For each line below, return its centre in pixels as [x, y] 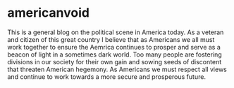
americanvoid [49, 13]
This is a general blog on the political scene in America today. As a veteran [116, 32]
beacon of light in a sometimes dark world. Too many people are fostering [115, 54]
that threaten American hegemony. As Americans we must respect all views [117, 69]
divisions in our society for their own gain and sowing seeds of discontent [115, 61]
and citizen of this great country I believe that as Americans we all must [111, 39]
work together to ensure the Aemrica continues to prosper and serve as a [114, 47]
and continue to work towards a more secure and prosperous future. [107, 76]
